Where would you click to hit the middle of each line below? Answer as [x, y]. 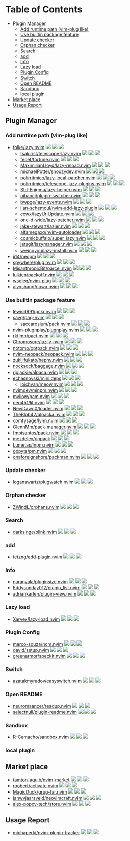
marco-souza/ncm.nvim [38, 644]
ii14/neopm [24, 256]
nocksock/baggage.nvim [39, 366]
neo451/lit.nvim [29, 402]
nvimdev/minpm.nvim [35, 390]
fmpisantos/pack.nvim [36, 433]
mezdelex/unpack [32, 439]
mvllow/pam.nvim [31, 396]
